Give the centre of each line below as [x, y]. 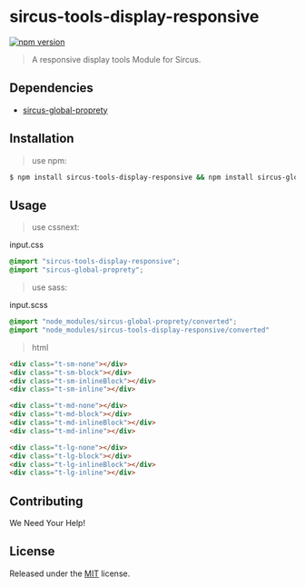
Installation [42, 139]
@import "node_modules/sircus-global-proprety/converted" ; [123, 322]
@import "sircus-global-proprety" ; [77, 270]
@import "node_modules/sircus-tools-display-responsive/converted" [140, 330]
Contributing [46, 501]
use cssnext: [55, 227]
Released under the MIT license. [70, 573]
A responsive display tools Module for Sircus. [116, 59]
